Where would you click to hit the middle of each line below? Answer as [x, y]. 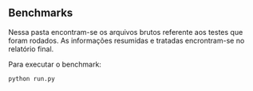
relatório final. [31, 49]
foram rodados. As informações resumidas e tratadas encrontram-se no [126, 40]
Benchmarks [41, 13]
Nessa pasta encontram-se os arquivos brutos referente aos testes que [126, 32]
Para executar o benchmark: [55, 64]
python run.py [32, 78]
